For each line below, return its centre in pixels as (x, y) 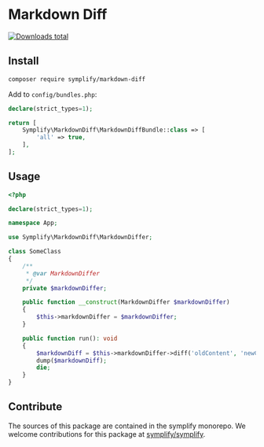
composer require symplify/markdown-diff (77, 79)
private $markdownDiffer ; (65, 288)
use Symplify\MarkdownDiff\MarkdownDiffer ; (81, 238)
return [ (22, 123)
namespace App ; (33, 223)
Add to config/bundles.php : (53, 94)
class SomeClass (35, 252)
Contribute (35, 407)
